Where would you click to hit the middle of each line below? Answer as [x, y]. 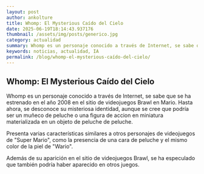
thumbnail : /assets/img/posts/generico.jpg [62, 35]
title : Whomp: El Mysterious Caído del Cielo [65, 23]
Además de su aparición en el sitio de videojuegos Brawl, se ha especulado [101, 158]
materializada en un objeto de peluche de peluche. [70, 122]
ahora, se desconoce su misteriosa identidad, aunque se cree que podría [98, 109]
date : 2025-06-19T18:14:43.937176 [50, 29]
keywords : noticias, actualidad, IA [53, 52]
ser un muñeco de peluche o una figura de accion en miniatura [85, 115]
